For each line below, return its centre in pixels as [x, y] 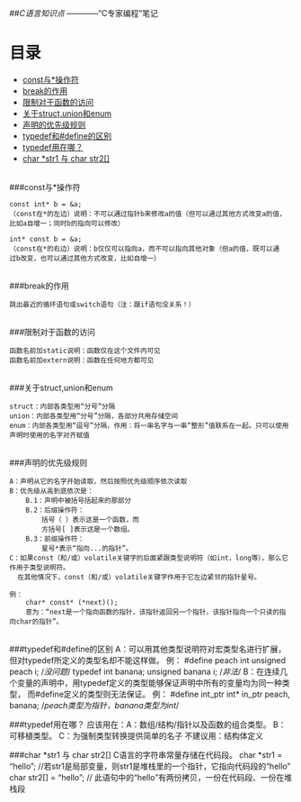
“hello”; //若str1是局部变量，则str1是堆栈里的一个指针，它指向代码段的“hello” [150, 766]
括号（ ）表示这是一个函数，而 [90, 519]
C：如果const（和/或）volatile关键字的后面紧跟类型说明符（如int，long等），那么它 [149, 558]
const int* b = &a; [46, 204]
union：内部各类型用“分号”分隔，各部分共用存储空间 [93, 416]
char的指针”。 [40, 621]
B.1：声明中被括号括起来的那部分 [79, 500]
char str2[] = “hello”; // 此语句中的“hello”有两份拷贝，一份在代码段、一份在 [147, 777]
